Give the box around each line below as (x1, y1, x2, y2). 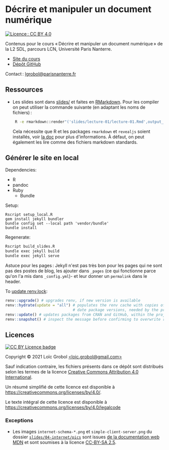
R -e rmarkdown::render (15, 119, 65, 124)
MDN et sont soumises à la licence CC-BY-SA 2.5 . (12, 439, 117, 445)
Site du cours (12, 55, 40, 61)
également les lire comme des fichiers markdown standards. (12, 139, 138, 145)
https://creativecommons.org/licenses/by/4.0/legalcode (5, 404, 121, 411)
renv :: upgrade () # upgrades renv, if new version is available (5, 298, 141, 303)
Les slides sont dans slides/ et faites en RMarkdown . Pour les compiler (12, 99, 159, 105)
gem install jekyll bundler (5, 216, 64, 222)
